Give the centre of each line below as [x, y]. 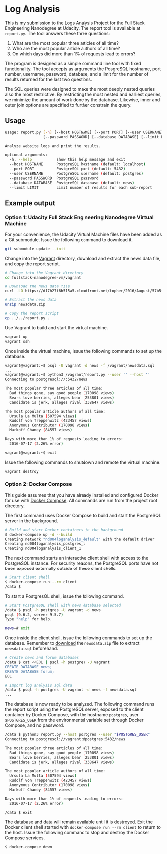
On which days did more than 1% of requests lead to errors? [74, 54]
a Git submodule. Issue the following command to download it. [69, 240]
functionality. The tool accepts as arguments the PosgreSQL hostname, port [83, 69]
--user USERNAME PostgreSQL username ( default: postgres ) [76, 173]
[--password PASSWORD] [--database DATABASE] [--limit [101, 137]
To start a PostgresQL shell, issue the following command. [65, 596]
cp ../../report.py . [28, 318]
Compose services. [25, 838]
